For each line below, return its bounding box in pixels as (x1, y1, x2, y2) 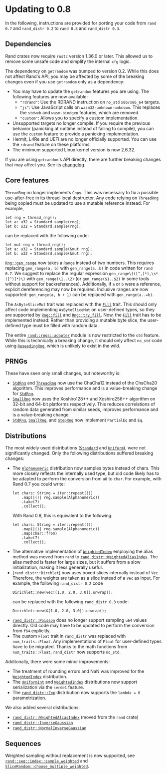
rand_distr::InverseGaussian (12, 721, 73, 726)
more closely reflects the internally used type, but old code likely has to (12, 470, 160, 476)
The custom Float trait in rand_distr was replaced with (12, 633, 126, 639)
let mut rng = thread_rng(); (5, 242, 66, 247)
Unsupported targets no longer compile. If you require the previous (12, 120, 151, 126)
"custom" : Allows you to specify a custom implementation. (19, 115, 139, 121)
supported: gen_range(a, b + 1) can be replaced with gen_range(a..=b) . (5, 291, 154, 298)
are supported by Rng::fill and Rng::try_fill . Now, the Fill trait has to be (5, 312, 162, 318)
